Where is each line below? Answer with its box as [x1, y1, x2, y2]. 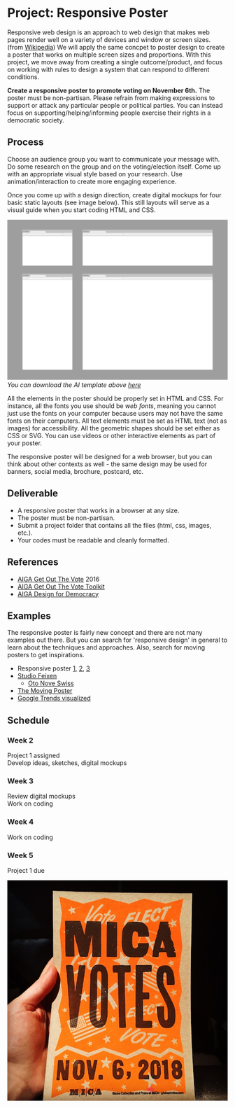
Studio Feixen [17, 672, 57, 680]
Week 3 [7, 776, 34, 785]
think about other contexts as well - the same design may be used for [7, 460, 208, 468]
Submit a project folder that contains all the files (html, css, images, [17, 521, 212, 529]
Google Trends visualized [17, 694, 91, 703]
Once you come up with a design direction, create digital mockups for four [7, 190, 222, 199]
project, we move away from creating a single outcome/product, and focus [7, 57, 222, 66]
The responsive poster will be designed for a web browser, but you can [7, 452, 213, 461]
